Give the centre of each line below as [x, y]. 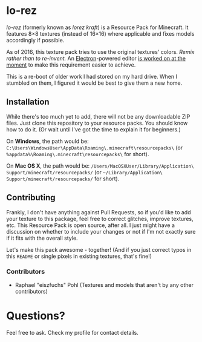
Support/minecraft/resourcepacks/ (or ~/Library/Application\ [85, 172]
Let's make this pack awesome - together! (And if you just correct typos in [99, 249]
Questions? [36, 316]
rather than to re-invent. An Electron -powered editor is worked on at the [96, 58]
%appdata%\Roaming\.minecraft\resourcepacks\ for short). [78, 154]
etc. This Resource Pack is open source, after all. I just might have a [91, 225]
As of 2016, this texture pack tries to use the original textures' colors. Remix [100, 51]
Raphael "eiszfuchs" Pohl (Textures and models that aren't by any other [104, 284]
